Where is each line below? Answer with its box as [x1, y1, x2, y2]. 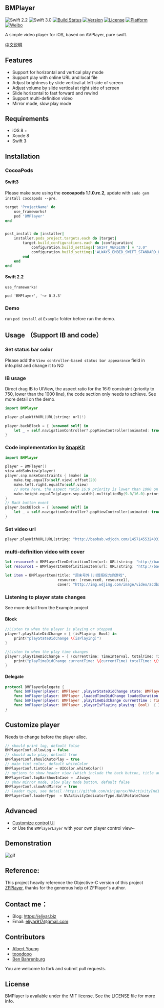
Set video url [5, 526, 36, 532]
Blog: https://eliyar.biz [12, 913, 57, 919]
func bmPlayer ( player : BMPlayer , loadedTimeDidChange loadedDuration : [14, 694, 161, 698]
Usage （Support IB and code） [5, 331, 103, 339]
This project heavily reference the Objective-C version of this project [5, 879, 143, 886]
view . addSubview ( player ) [5, 469, 56, 474]
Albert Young [12, 946, 39, 952]
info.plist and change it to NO [5, 362, 64, 368]
